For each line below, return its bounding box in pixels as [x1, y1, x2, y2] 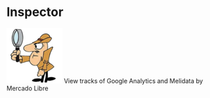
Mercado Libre [6, 84, 49, 92]
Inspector [6, 4, 64, 20]
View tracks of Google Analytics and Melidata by [63, 76, 203, 85]
